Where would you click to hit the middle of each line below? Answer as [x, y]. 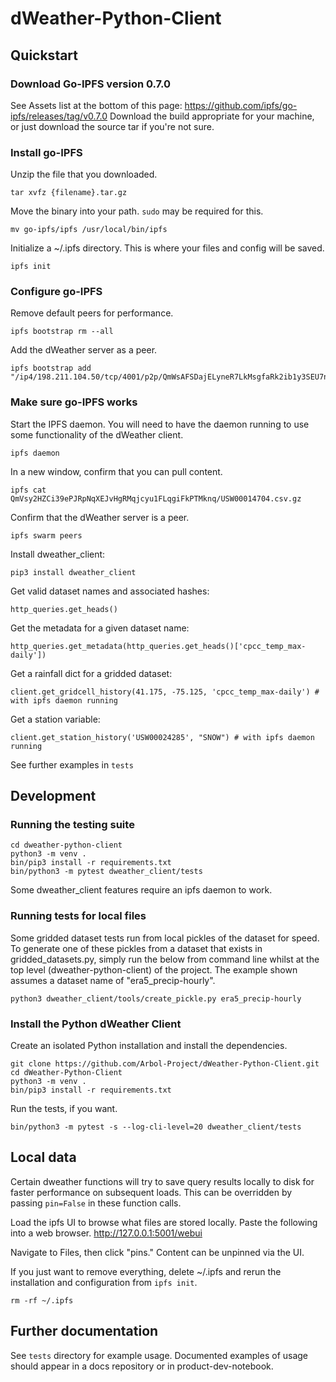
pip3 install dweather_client [73, 572]
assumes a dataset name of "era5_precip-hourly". [113, 980]
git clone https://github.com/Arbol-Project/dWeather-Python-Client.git [165, 1064]
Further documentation [84, 1331]
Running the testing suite [72, 825]
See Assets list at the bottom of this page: [96, 105]
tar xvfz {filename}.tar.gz [69, 193]
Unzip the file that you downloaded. [84, 174]
